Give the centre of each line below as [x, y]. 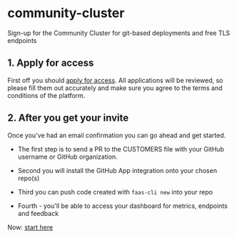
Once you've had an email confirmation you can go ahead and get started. [117, 135]
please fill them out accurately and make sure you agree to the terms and [115, 88]
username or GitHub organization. [67, 157]
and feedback [38, 213]
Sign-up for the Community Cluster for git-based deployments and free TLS [119, 33]
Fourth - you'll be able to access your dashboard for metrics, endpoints [123, 206]
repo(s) [29, 178]
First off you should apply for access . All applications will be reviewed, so [115, 80]
